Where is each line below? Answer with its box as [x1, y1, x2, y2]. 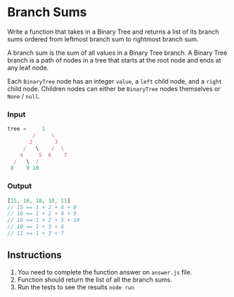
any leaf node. [7, 63, 49, 72]
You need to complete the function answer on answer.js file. [17, 268, 193, 276]
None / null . [7, 92, 41, 100]
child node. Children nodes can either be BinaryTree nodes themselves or [7, 84, 221, 93]
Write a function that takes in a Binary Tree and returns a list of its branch [7, 27, 219, 36]
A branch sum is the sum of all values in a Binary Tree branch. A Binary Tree [7, 48, 228, 57]
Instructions [7, 249, 62, 261]
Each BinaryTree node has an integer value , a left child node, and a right [7, 77, 223, 85]
